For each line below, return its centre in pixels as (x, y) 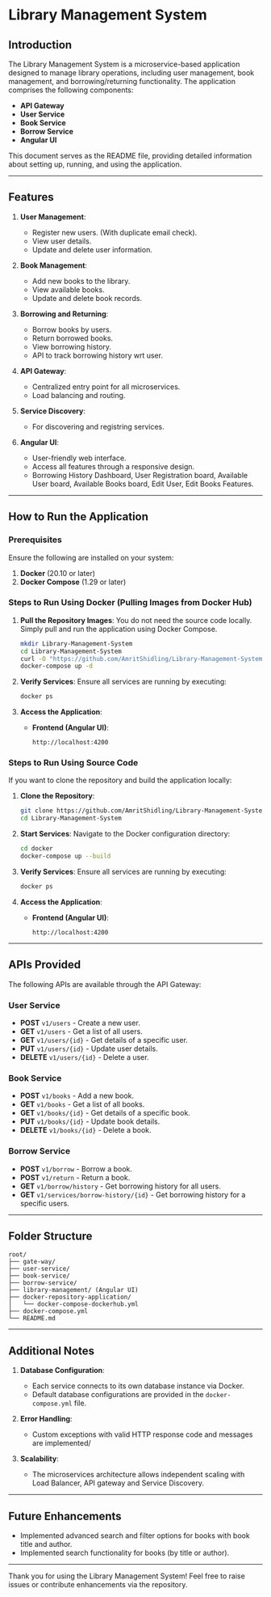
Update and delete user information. (92, 249)
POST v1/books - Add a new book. (77, 1096)
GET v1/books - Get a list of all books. (82, 1104)
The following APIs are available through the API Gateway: (105, 984)
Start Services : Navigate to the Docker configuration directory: (125, 834)
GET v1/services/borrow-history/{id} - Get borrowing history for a (133, 1194)
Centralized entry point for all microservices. (106, 387)
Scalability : (39, 1459)
